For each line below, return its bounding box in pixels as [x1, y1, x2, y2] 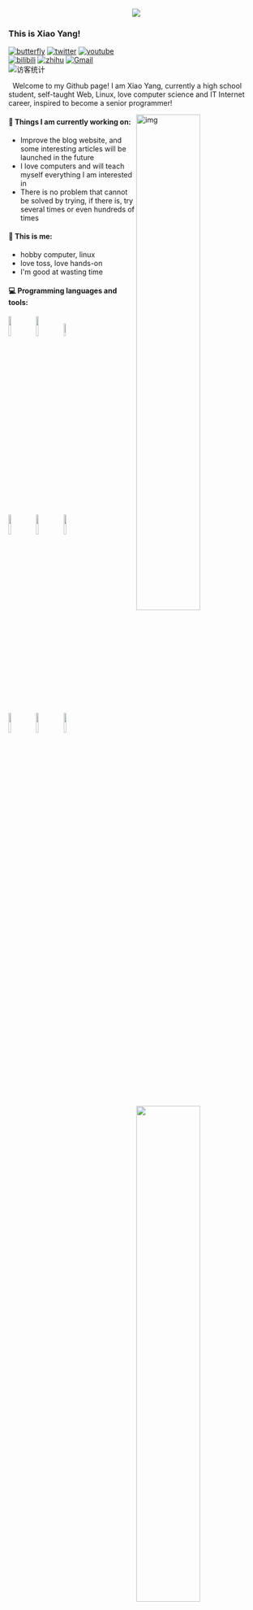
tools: [8, 298, 28, 308]
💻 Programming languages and [8, 286, 118, 296]
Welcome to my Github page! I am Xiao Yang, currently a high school [11, 81, 242, 91]
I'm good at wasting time [19, 267, 104, 277]
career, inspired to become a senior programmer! [8, 98, 173, 108]
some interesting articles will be [19, 143, 127, 154]
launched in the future [19, 152, 95, 162]
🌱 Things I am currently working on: [8, 117, 131, 127]
